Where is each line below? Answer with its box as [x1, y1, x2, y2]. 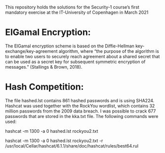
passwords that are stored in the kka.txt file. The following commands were [5, 113, 159, 119]
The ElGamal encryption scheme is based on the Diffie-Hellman [5, 43, 135, 49]
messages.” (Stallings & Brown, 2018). [5, 64, 82, 70]
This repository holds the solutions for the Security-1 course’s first [5, 4, 140, 10]
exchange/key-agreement [5, 48, 58, 54]
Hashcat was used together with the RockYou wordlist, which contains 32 [5, 103, 155, 109]
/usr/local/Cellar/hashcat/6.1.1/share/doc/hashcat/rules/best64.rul [5, 143, 139, 149]
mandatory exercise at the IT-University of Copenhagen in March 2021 [5, 9, 149, 15]
